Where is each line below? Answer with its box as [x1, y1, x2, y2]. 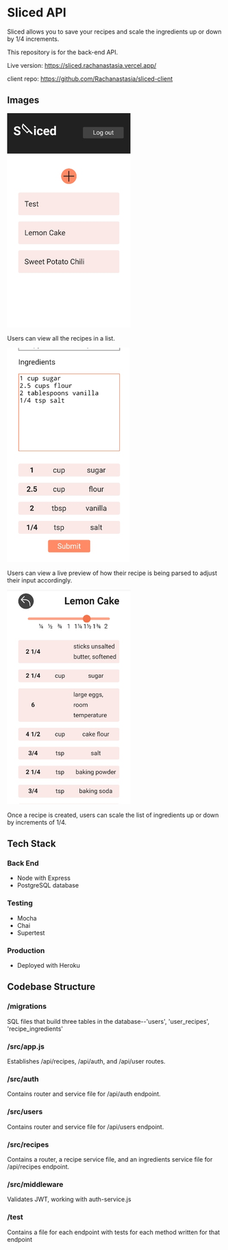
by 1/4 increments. [7, 34, 60, 42]
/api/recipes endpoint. [7, 1162, 70, 1171]
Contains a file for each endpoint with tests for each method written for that [7, 1228, 220, 1236]
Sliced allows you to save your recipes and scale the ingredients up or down [7, 27, 222, 36]
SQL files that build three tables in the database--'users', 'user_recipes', [7, 1017, 210, 1025]
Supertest [16, 929, 45, 937]
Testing [7, 898, 33, 908]
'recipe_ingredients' [7, 1025, 64, 1033]
